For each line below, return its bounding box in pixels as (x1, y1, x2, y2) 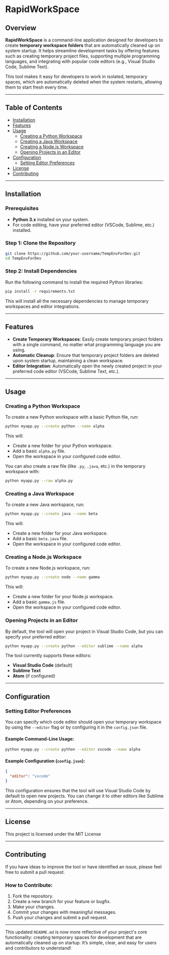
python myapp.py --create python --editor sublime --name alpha (5, 644, 143, 649)
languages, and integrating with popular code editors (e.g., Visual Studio (5, 58, 155, 64)
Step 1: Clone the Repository (5, 239, 76, 246)
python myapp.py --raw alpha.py (5, 478, 73, 483)
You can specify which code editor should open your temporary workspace (5, 719, 162, 725)
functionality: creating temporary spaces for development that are (5, 934, 142, 940)
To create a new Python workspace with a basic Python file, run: (5, 414, 139, 420)
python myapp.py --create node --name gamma (5, 575, 100, 580)
